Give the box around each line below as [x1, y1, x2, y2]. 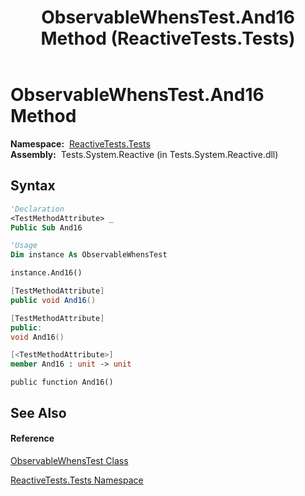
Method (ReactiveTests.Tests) [40, 27, 296, 50]
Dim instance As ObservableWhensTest [10, 250, 168, 260]
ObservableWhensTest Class [10, 454, 129, 466]
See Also [10, 404, 67, 421]
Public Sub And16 [10, 222, 83, 233]
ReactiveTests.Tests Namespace [10, 474, 144, 486]
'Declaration [10, 204, 65, 214]
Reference [10, 432, 55, 445]
